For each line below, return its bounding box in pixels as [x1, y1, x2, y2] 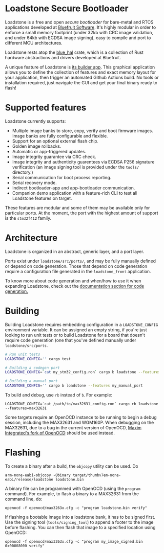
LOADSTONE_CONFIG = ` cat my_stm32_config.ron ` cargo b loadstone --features [5, 370, 161, 375]
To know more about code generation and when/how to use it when [5, 277, 142, 284]
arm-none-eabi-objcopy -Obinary [5, 473, 71, 478]
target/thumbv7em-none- [72, 473, 121, 478]
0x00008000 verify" [5, 543, 45, 548]
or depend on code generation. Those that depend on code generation [5, 263, 147, 269]
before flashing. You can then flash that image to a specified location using [5, 524, 156, 530]
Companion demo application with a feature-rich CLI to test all [12, 190, 138, 196]
